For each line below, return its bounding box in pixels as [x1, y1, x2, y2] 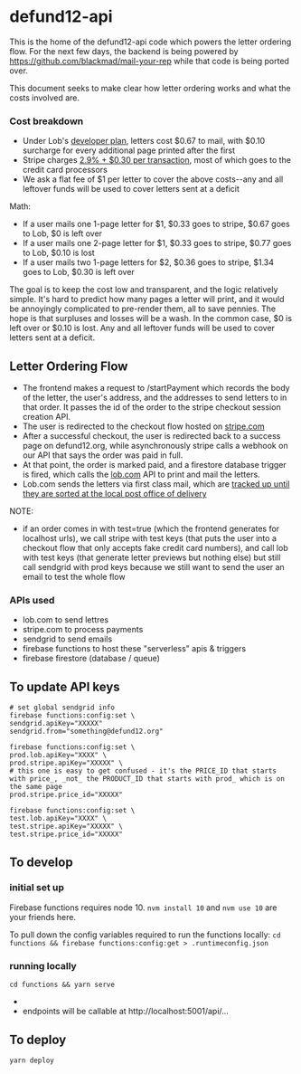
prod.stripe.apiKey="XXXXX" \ [9, 758, 124, 768]
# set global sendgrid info [9, 703, 116, 712]
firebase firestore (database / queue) [22, 653, 161, 664]
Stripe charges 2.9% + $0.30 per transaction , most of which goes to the [22, 155, 292, 166]
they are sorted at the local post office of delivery [22, 489, 207, 499]
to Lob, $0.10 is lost [22, 247, 95, 259]
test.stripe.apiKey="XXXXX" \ [9, 822, 124, 832]
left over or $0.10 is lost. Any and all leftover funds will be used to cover [9, 323, 276, 334]
